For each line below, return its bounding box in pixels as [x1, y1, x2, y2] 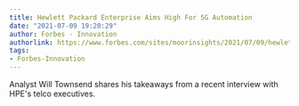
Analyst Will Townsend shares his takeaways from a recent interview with [9, 79, 279, 89]
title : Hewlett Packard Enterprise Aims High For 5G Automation [9, 12, 253, 22]
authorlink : [9, 37, 53, 47]
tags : [9, 46, 29, 55]
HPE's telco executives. [9, 88, 96, 99]
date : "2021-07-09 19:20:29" [9, 21, 117, 30]
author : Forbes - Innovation [9, 29, 117, 38]
